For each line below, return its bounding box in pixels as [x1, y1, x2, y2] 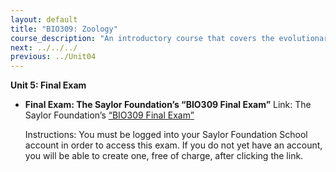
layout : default [10, 14, 78, 25]
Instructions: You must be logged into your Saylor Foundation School [24, 129, 308, 141]
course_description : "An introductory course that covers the [10, 33, 275, 43]
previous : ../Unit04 [10, 52, 97, 62]
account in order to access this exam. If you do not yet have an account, [24, 139, 323, 151]
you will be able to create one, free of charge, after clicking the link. [24, 150, 304, 162]
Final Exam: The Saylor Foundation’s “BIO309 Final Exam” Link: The [24, 99, 312, 111]
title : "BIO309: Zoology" [10, 24, 118, 34]
